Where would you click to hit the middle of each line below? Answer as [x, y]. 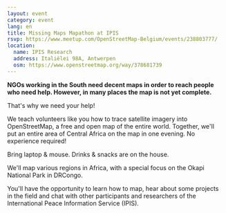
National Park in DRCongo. [45, 175]
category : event [30, 20]
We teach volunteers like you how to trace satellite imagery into [97, 119]
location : [21, 46]
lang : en [20, 26]
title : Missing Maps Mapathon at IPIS [63, 33]
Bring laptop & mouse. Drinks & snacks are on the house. [88, 154]
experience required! [37, 141]
